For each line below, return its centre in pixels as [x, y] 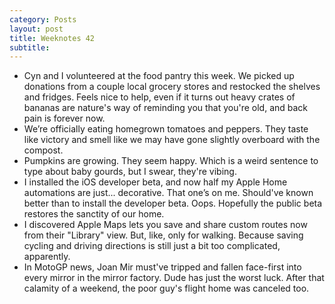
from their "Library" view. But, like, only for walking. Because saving [163, 235]
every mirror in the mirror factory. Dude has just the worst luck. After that [174, 278]
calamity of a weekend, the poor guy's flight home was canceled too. [166, 288]
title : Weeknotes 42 [52, 38]
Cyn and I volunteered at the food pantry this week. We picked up [159, 76]
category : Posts [43, 19]
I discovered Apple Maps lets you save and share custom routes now [165, 225]
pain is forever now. [64, 118]
